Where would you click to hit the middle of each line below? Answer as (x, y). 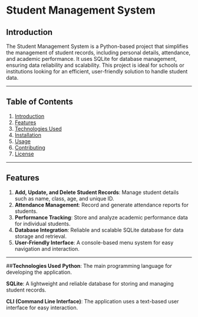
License (24, 154)
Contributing (30, 147)
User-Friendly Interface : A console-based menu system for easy (94, 242)
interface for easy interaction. (42, 308)
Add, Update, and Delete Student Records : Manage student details (97, 192)
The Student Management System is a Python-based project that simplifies (97, 46)
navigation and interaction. (47, 248)
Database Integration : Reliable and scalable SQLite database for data (99, 230)
